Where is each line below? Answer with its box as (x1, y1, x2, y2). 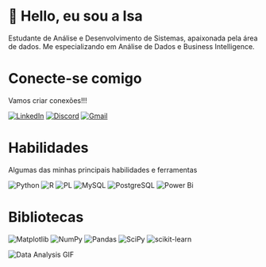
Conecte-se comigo (8, 70, 142, 88)
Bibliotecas (8, 208, 84, 226)
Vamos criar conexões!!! (8, 95, 87, 105)
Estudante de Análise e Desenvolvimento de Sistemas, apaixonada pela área (8, 33, 258, 43)
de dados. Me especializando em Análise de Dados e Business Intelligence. (8, 41, 256, 51)
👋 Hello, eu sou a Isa (8, 7, 143, 25)
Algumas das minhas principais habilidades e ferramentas (8, 165, 198, 174)
